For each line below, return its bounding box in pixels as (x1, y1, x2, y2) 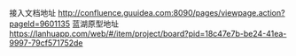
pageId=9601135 (9, 18, 71, 29)
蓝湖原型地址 (72, 18, 120, 29)
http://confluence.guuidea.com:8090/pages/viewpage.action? (57, 8, 285, 17)
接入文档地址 (9, 8, 56, 17)
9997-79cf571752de (9, 38, 83, 48)
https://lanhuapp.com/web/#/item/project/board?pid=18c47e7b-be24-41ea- (9, 29, 287, 38)
